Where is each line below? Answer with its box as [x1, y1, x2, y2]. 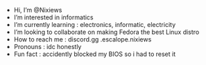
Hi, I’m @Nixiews [13, 6, 62, 14]
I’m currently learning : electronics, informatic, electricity [13, 21, 175, 28]
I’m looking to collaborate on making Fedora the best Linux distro [13, 28, 200, 36]
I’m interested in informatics [13, 13, 94, 21]
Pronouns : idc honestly [13, 43, 82, 50]
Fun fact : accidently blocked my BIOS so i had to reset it [13, 50, 176, 58]
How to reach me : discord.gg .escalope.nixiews [13, 35, 152, 44]
